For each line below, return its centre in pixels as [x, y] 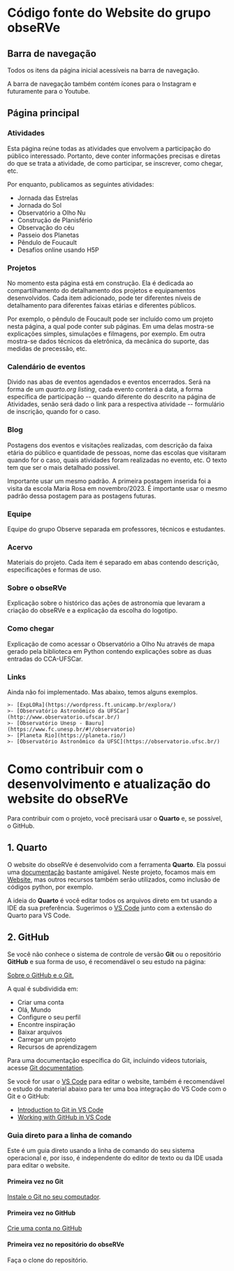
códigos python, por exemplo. [50, 886]
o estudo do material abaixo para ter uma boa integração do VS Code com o [117, 1089]
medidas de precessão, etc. [47, 348]
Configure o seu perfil [49, 1017]
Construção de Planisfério [55, 220]
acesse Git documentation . [46, 1068]
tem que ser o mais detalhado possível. [64, 467]
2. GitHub [28, 937]
